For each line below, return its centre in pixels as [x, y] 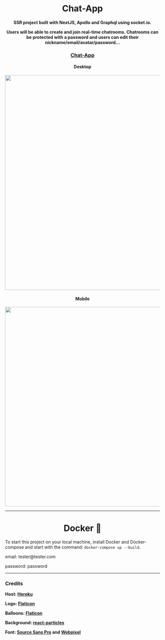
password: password [26, 566]
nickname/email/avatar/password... [82, 42]
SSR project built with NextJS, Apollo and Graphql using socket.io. [82, 22]
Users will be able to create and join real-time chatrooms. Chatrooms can [82, 32]
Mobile [82, 299]
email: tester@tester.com [30, 557]
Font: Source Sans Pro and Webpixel [43, 632]
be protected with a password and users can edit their [82, 37]
